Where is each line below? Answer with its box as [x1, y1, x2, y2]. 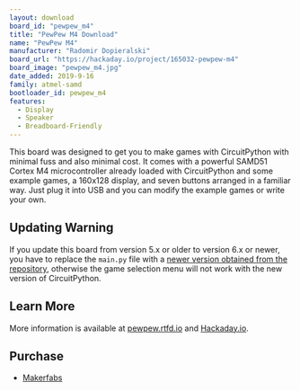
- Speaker [17, 113, 54, 122]
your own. [9, 194, 47, 205]
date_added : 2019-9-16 [9, 72, 94, 81]
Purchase [9, 349, 65, 364]
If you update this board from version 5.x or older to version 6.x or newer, [9, 244, 280, 254]
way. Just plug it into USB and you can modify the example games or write [9, 185, 286, 195]
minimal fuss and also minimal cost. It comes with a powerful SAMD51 [9, 156, 268, 166]
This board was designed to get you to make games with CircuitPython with [9, 147, 289, 157]
